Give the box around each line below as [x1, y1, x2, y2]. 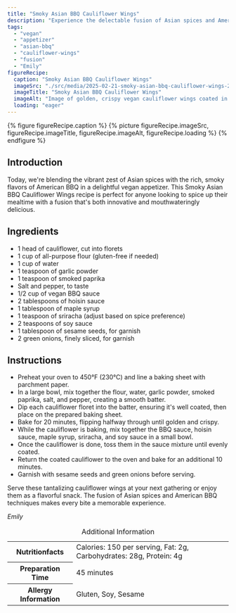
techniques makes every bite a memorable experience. [7, 499, 166, 507]
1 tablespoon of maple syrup [17, 304, 100, 312]
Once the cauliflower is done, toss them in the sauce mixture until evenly [17, 441, 228, 449]
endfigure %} [7, 136, 46, 144]
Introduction [7, 156, 63, 169]
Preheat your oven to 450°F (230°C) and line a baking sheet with [17, 373, 206, 381]
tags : [7, 23, 23, 30]
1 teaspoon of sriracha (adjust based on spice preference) [17, 311, 185, 320]
